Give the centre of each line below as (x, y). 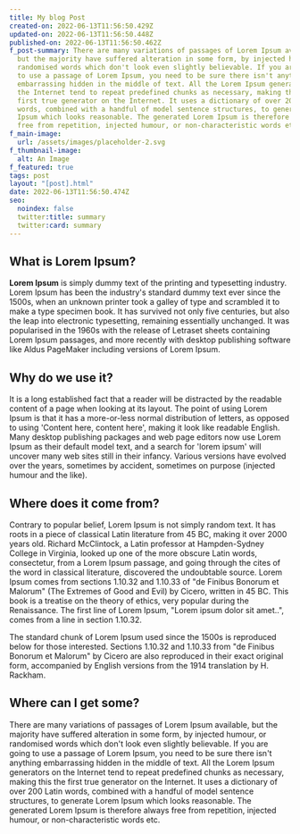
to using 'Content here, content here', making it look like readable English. (145, 428)
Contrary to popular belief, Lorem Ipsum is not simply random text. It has (143, 525)
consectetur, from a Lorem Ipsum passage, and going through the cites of (145, 562)
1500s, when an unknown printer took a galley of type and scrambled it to (145, 302)
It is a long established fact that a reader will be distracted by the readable (146, 400)
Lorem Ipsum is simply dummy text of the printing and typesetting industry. (148, 283)
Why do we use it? (61, 378)
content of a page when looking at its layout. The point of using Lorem (138, 409)
